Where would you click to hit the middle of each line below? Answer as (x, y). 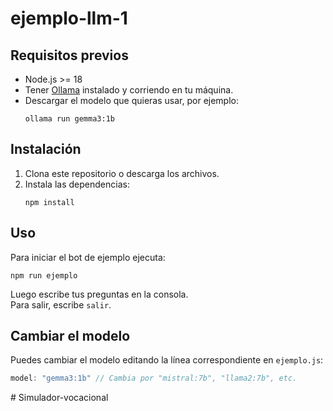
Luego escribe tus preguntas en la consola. (99, 294)
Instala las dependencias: (77, 184)
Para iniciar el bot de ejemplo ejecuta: (88, 257)
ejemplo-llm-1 (69, 18)
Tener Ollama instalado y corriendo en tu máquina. (129, 90)
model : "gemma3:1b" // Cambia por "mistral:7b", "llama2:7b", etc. (154, 378)
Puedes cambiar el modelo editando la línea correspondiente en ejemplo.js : (167, 360)
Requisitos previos (69, 55)
